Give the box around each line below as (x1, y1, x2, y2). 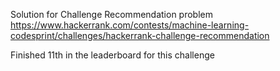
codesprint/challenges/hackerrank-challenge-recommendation (10, 30, 270, 41)
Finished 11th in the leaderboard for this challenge (10, 49, 215, 61)
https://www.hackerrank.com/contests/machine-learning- (10, 19, 250, 31)
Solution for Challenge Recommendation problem (10, 9, 213, 20)
